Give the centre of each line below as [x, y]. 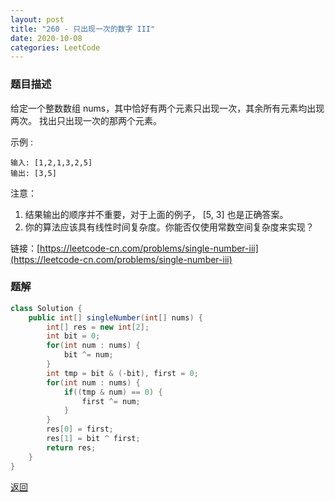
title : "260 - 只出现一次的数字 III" [83, 29]
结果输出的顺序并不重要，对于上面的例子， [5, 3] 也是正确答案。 [156, 214]
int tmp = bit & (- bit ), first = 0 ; [122, 373]
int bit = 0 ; [73, 336]
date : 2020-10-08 [46, 38]
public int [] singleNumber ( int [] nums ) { [115, 317]
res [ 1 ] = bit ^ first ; [93, 439]
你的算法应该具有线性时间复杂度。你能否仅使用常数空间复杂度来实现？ [169, 227]
